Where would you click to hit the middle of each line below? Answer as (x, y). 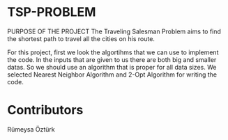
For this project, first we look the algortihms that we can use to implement (113, 52)
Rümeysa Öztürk (31, 129)
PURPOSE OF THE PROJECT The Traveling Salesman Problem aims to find (114, 31)
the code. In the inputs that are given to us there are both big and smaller (112, 59)
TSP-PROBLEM (52, 12)
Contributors (45, 110)
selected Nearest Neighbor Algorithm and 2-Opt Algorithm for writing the (112, 75)
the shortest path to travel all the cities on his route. (81, 38)
